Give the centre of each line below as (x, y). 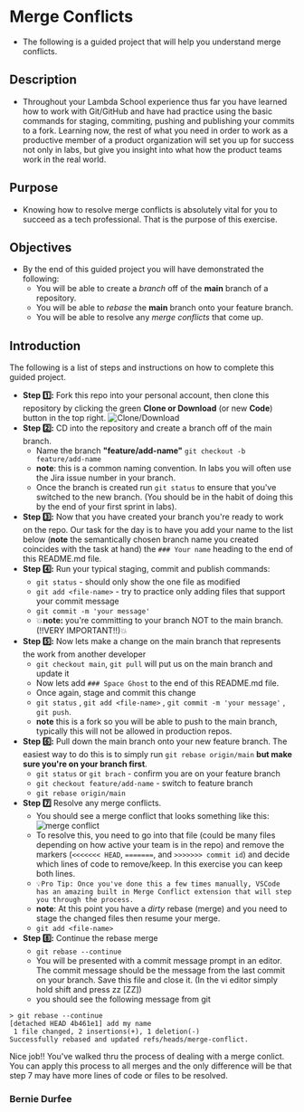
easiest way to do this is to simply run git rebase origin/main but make (157, 755)
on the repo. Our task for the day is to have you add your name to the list (158, 530)
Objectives (41, 247)
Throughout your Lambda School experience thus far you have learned (155, 101)
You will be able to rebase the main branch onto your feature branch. (165, 308)
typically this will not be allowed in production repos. (134, 731)
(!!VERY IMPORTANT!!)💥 (82, 631)
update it (52, 674)
